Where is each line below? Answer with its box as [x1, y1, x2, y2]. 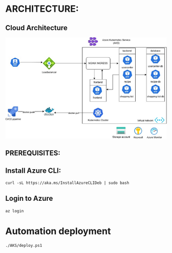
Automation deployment [5, 225, 111, 237]
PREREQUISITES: [5, 149, 60, 157]
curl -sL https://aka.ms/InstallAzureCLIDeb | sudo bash [5, 180, 130, 186]
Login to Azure [5, 194, 53, 203]
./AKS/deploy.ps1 [5, 243, 42, 248]
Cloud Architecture [5, 24, 68, 32]
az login [5, 208, 24, 214]
